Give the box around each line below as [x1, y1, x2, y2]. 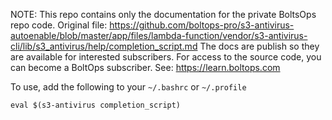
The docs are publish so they [199, 40, 320, 52]
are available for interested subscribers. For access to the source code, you [10, 51, 322, 63]
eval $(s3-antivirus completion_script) [10, 100, 182, 110]
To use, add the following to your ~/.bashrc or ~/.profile [10, 81, 247, 93]
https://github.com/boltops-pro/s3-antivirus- [109, 19, 295, 31]
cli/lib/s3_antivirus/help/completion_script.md [10, 40, 198, 52]
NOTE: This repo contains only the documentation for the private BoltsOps [10, 9, 317, 20]
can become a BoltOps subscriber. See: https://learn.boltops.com [10, 62, 281, 73]
